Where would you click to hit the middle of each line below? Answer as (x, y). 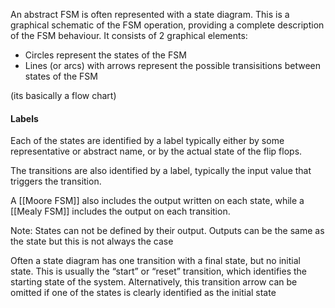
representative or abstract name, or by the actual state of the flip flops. (156, 151)
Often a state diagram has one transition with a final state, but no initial (155, 261)
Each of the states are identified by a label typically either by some (147, 141)
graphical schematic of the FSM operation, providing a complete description (167, 25)
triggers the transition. (56, 181)
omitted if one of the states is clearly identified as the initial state (143, 293)
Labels (24, 118)
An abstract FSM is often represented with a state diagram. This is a (150, 14)
